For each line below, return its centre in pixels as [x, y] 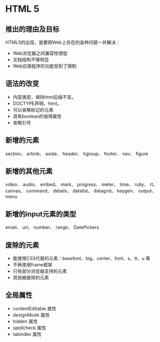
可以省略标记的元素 [33, 110]
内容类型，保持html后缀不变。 [44, 97]
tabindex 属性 [27, 334]
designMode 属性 [31, 315]
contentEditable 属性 [34, 308]
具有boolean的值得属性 [37, 116]
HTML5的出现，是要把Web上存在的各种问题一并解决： [63, 42]
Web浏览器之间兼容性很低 [40, 53]
